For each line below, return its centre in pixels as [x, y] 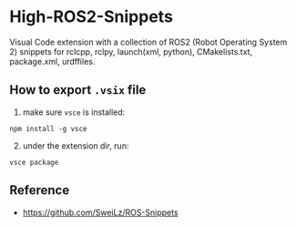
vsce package [34, 162]
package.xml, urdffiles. [52, 61]
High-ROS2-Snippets [91, 17]
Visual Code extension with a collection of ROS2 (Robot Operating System [148, 42]
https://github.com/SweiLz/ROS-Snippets [101, 212]
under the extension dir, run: [76, 145]
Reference [40, 190]
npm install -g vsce [49, 129]
